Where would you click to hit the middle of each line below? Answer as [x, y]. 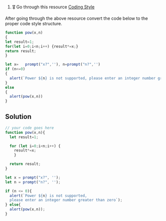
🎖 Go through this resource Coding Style [53, 7]
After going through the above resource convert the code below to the [77, 18]
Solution [18, 117]
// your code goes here [30, 128]
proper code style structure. [34, 23]
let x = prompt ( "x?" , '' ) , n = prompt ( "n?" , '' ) [53, 65]
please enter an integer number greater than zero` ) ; [66, 200]
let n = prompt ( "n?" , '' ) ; [33, 182]
